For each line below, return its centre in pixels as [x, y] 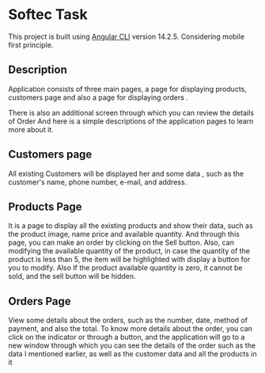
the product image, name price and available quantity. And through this [124, 234]
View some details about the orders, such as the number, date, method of [128, 320]
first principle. [31, 44]
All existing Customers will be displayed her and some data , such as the [126, 173]
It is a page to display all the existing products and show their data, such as [131, 226]
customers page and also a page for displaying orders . [98, 97]
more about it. [31, 129]
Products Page [45, 206]
